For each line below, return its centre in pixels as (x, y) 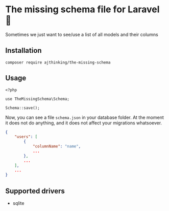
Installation (23, 50)
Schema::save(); (22, 108)
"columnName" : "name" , (57, 146)
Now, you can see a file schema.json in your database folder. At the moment (85, 117)
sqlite (18, 203)
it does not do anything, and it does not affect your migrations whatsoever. (84, 123)
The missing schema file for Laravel (82, 9)
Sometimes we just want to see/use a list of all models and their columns (82, 34)
